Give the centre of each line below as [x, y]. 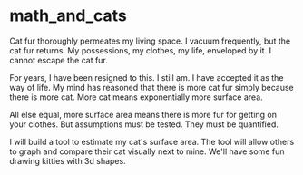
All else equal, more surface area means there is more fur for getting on [143, 114]
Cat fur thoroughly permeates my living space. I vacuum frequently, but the [150, 41]
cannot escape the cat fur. [59, 60]
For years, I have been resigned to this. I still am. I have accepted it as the [147, 77]
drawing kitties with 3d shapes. [68, 160]
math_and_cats [68, 16]
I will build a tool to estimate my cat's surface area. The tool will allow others [152, 141]
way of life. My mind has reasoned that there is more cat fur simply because [151, 87]
